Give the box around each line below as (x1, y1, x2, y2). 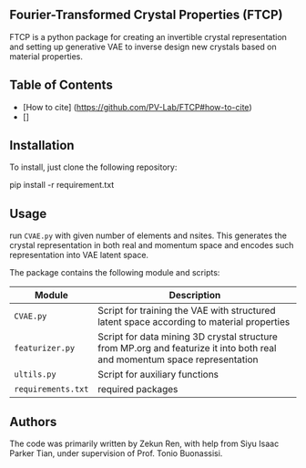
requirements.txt (14, 384, 89, 395)
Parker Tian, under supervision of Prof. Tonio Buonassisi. (9, 448, 223, 459)
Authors (9, 414, 57, 430)
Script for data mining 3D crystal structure (97, 330, 278, 343)
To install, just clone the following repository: (9, 161, 178, 172)
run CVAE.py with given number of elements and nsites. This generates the (9, 230, 287, 241)
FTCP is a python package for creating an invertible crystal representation (9, 31, 287, 42)
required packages (97, 383, 178, 396)
